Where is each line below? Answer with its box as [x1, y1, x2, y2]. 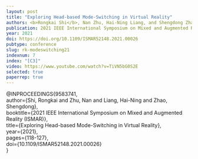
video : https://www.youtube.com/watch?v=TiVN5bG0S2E [6, 63, 138, 69]
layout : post [6, 8, 38, 15]
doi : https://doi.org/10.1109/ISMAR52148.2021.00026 [6, 36, 138, 42]
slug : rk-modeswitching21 [6, 47, 70, 53]
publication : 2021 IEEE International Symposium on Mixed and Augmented [6, 25, 189, 31]
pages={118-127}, [6, 134, 49, 141]
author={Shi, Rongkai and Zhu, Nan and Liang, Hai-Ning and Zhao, [6, 97, 168, 104]
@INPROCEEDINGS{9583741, [6, 91, 78, 98]
